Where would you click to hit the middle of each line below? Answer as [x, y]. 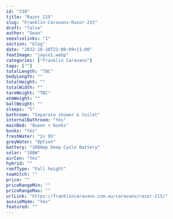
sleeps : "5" [20, 109]
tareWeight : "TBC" [28, 93]
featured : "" [22, 207]
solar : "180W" [23, 152]
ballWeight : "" [24, 104]
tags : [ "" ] [19, 66]
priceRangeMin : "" [28, 185]
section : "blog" [26, 44]
